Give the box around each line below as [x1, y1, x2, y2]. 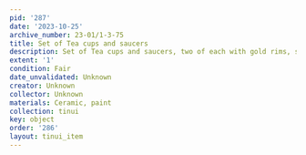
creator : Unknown [9, 81, 76, 90]
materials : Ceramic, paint [9, 98, 112, 108]
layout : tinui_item [9, 132, 84, 141]
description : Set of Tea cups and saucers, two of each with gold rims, [9, 47, 291, 57]
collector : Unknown [9, 89, 84, 98]
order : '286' [9, 124, 59, 133]
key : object [9, 115, 55, 124]
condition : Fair [9, 65, 71, 74]
